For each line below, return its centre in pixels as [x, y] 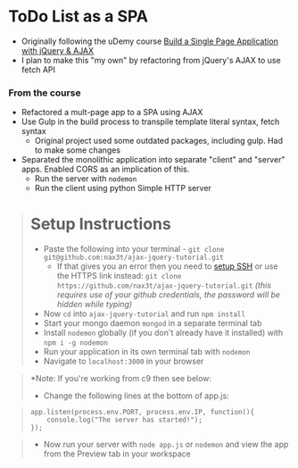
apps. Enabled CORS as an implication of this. [105, 169]
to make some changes [78, 150]
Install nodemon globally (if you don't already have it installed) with [163, 333]
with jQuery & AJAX [58, 50]
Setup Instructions [100, 224]
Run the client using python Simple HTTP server [123, 188]
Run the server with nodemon [86, 179]
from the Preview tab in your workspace [117, 454]
